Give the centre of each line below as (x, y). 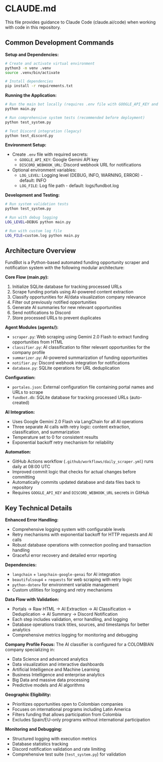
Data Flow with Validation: (32, 599)
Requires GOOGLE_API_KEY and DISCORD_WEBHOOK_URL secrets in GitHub (81, 493)
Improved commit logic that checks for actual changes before (74, 472)
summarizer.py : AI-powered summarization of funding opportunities (80, 357)
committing (23, 477)
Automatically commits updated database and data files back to (76, 482)
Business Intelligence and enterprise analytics (58, 675)
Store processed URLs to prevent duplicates (57, 318)
